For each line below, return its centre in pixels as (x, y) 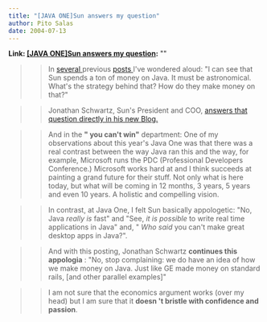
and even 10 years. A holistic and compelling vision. (133, 195)
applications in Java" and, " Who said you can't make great (146, 227)
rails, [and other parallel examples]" (107, 277)
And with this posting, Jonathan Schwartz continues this (143, 251)
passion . (63, 310)
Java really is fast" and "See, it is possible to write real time (146, 219)
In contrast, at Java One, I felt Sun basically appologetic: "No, (150, 210)
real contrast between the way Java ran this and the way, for (148, 152)
